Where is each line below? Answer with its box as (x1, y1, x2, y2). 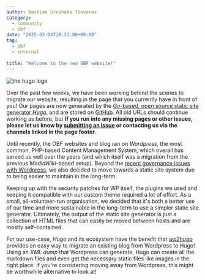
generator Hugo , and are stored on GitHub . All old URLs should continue (6, 108, 188, 116)
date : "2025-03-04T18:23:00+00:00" (6, 32, 97, 38)
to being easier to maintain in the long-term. (6, 172, 117, 180)
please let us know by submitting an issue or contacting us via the (6, 121, 177, 129)
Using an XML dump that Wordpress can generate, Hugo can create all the (6, 248, 195, 255)
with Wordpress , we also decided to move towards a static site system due (6, 166, 195, 173)
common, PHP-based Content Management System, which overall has (6, 146, 184, 154)
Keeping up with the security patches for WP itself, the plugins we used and (6, 184, 198, 192)
